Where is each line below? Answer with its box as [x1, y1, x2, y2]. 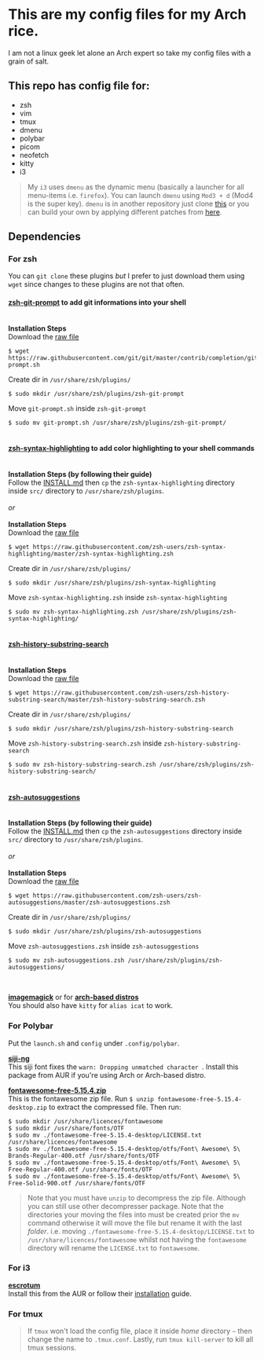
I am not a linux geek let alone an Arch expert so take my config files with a [8, 48, 251, 57]
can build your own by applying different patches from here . [27, 207, 222, 217]
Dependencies [8, 230, 81, 244]
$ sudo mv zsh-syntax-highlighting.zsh [8, 607, 139, 616]
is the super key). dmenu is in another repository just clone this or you [27, 199, 250, 208]
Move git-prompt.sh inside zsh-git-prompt [8, 403, 147, 413]
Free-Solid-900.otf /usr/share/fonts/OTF [8, 1179, 146, 1187]
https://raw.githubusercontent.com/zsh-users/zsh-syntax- [32, 543, 226, 551]
